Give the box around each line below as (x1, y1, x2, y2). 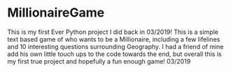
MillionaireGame (7, 5, 105, 21)
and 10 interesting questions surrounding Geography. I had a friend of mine (7, 42, 224, 51)
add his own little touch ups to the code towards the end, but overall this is (7, 50, 222, 58)
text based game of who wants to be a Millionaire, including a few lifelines (7, 35, 220, 43)
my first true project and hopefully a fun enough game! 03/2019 (7, 57, 191, 65)
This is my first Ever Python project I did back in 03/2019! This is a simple (7, 28, 219, 36)
